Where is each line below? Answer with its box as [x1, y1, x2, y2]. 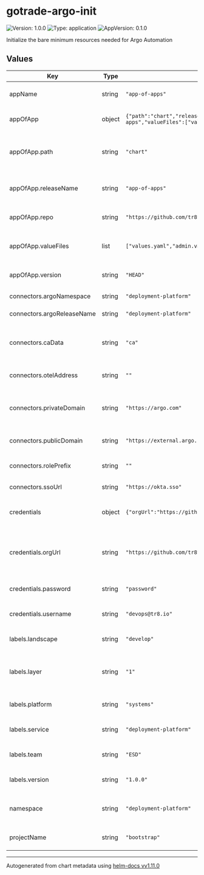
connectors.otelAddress [9, 371, 78, 379]
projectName [9, 833, 47, 842]
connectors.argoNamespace [9, 292, 91, 300]
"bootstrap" [125, 834, 160, 840]
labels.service [9, 725, 49, 733]
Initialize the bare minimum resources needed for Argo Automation [6, 36, 173, 43]
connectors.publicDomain [9, 436, 83, 444]
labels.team [9, 750, 42, 758]
